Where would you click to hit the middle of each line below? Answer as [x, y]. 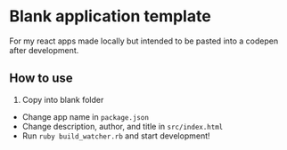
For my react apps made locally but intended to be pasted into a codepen [144, 41]
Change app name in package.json [86, 116]
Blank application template [110, 16]
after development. [44, 50]
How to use [41, 79]
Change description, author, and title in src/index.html [123, 126]
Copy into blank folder [63, 99]
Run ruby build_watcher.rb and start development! [116, 136]
